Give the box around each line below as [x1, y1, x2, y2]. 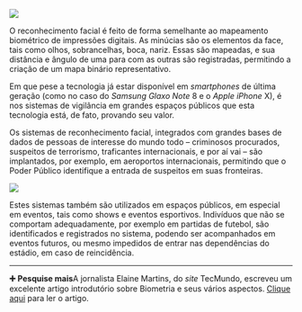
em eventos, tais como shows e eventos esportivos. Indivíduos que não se [9, 209, 285, 219]
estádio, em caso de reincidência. [9, 247, 135, 258]
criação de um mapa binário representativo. [9, 64, 172, 74]
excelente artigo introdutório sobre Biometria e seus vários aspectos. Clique [9, 283, 291, 294]
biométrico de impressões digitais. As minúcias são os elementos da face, [9, 35, 284, 45]
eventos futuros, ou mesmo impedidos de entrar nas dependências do [9, 238, 270, 248]
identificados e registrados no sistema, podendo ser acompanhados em [9, 228, 276, 238]
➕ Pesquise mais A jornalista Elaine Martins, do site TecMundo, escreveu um [9, 273, 293, 283]
